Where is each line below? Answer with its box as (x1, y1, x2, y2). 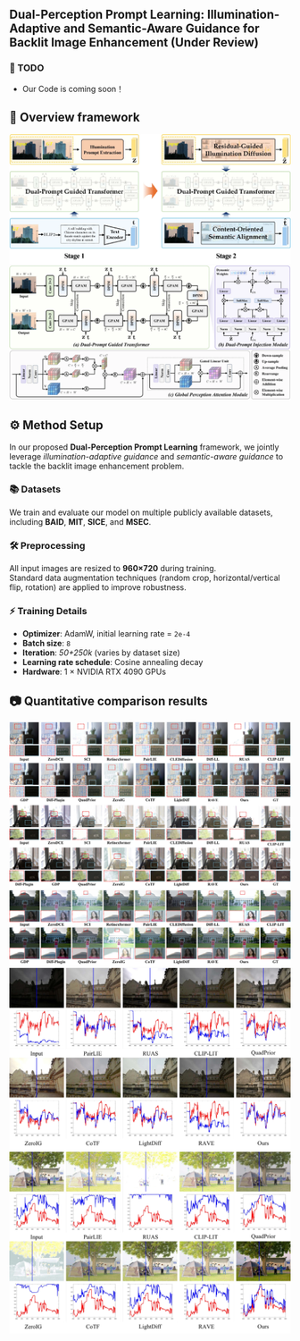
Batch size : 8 (21, 638, 71, 649)
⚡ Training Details (9, 605, 87, 618)
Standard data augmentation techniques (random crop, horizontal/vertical (9, 572, 280, 584)
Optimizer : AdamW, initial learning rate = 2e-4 (21, 628, 190, 639)
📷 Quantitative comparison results (9, 693, 208, 709)
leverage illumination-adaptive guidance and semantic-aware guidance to (9, 451, 284, 461)
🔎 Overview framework (9, 110, 140, 125)
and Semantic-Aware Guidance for (62, 21, 260, 37)
